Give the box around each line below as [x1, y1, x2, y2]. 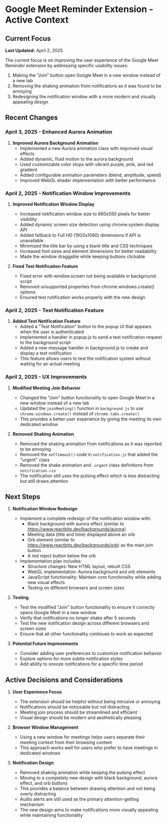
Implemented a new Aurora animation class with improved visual [19, 145, 153, 151]
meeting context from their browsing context [19, 739, 112, 746]
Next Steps [5, 492, 40, 501]
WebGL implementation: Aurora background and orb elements [27, 569, 155, 575]
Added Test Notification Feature [12, 318, 81, 324]
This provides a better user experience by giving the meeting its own [19, 416, 161, 422]
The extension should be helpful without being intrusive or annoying [19, 699, 160, 705]
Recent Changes [5, 113, 58, 122]
